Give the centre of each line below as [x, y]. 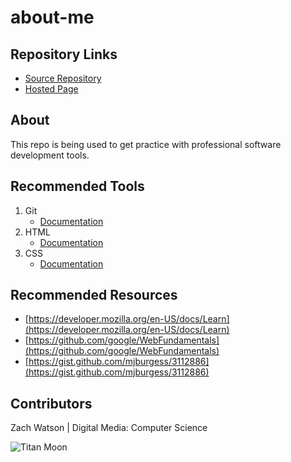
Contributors [51, 403]
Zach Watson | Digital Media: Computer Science [109, 428]
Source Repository [63, 78]
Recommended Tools [77, 186]
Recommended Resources [94, 295]
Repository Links [64, 54]
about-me [52, 17]
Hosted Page [51, 89]
